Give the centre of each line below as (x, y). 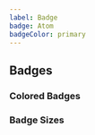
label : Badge (34, 17)
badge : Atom (31, 26)
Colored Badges (45, 96)
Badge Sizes (37, 120)
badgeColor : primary (48, 34)
